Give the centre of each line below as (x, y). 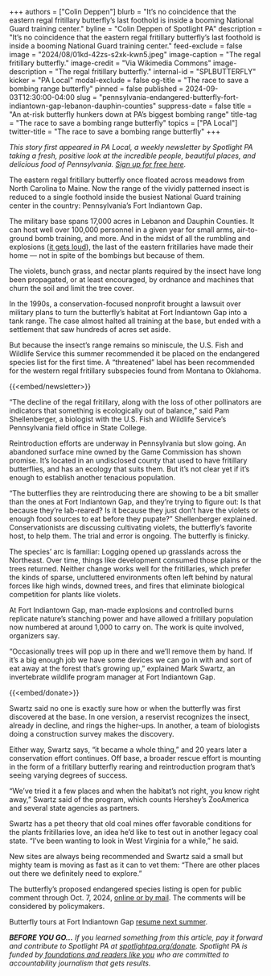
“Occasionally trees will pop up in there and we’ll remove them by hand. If (131, 651)
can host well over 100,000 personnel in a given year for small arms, (122, 230)
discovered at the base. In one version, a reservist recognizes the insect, (129, 717)
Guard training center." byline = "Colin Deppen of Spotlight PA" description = (136, 29)
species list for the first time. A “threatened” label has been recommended (132, 362)
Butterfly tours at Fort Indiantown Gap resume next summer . (109, 922)
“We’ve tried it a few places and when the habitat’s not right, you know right (134, 791)
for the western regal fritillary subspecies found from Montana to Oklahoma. (135, 371)
